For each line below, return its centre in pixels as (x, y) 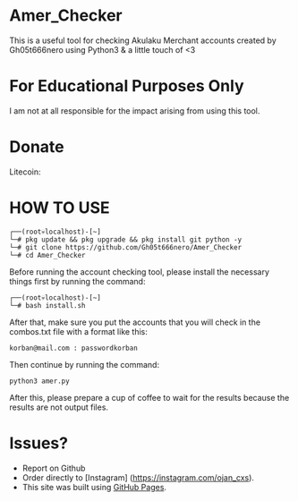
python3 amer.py (39, 381)
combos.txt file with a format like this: (78, 331)
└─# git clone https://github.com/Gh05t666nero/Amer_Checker (126, 247)
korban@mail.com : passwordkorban (74, 348)
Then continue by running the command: (84, 364)
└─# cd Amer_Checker (48, 255)
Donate (37, 147)
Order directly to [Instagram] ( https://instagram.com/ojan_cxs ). (138, 477)
